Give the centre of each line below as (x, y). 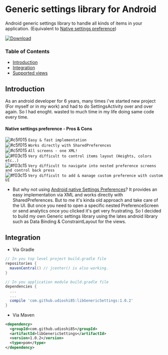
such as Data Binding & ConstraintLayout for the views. (69, 222)
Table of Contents (28, 51)
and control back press (30, 170)
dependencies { (21, 287)
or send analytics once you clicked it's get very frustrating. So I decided (87, 211)
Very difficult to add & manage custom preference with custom (96, 176)
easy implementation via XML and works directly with (68, 195)
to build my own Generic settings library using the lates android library (85, 216)
